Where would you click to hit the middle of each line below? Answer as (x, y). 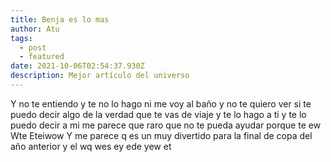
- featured (42, 57)
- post (33, 47)
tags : (21, 38)
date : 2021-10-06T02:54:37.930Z (77, 66)
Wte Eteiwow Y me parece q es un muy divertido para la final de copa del (161, 135)
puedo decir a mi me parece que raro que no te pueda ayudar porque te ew (166, 125)
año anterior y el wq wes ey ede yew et (91, 146)
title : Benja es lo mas (60, 19)
